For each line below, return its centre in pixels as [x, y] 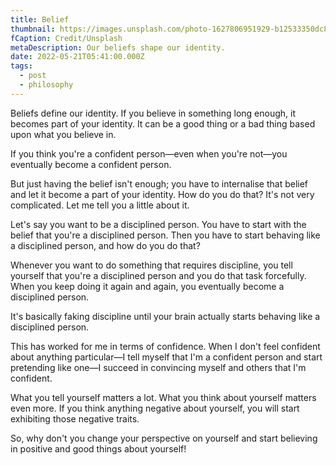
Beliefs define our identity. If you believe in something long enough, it [153, 113]
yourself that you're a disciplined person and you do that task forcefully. [158, 275]
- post [33, 76]
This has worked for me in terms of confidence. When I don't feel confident [165, 346]
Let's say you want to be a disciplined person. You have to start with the [158, 224]
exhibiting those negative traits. [75, 418]
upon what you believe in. [63, 134]
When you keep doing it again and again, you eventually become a [147, 286]
